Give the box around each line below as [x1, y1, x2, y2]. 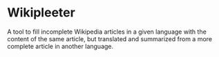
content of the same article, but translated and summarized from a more [7, 34, 213, 43]
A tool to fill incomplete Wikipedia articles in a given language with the [7, 27, 207, 36]
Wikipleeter [7, 5, 76, 21]
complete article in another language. [7, 42, 114, 50]
